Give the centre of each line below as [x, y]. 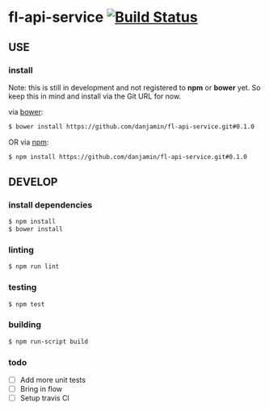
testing [23, 287]
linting [21, 250]
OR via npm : [29, 142]
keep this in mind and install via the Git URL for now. [95, 96]
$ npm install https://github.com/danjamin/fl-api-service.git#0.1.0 [128, 157]
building [25, 325]
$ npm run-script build [48, 342]
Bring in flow [41, 388]
